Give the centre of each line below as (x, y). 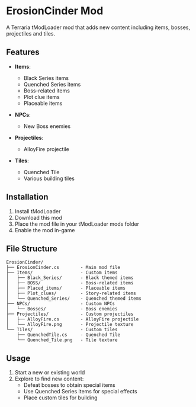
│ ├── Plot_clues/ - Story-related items (71, 294)
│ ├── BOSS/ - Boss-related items (70, 283)
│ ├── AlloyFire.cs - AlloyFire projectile (73, 319)
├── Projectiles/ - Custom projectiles (70, 314)
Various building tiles (49, 178)
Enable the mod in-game (45, 230)
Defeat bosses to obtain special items (69, 385)
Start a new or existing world (50, 373)
